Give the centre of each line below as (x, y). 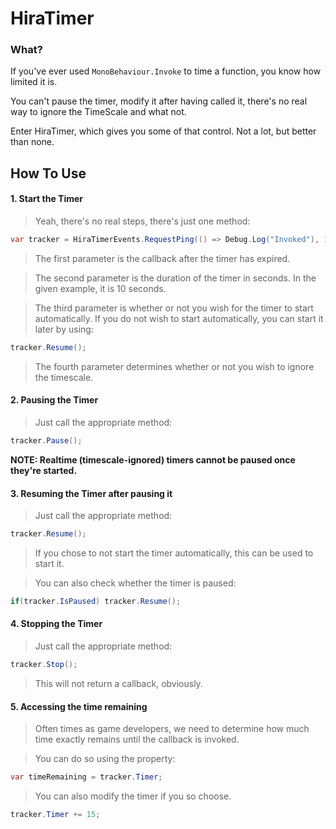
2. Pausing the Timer (54, 400)
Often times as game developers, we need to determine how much (172, 729)
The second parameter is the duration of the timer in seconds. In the (175, 278)
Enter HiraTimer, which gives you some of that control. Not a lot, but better (163, 131)
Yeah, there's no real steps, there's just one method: (142, 221)
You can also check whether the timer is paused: (135, 583)
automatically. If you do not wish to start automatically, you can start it (179, 318)
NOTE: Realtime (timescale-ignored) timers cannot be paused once (153, 459)
